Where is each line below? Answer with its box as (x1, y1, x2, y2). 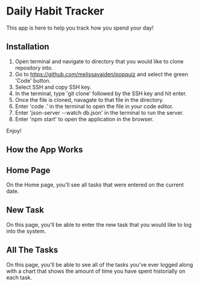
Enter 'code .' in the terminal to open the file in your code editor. (14, 103, 174, 110)
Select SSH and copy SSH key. (14, 83, 92, 91)
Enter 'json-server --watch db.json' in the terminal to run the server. (14, 109, 184, 116)
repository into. (14, 64, 53, 71)
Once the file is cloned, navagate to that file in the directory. (14, 96, 164, 103)
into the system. (6, 227, 46, 235)
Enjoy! (6, 127, 22, 134)
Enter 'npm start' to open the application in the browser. (14, 115, 154, 122)
